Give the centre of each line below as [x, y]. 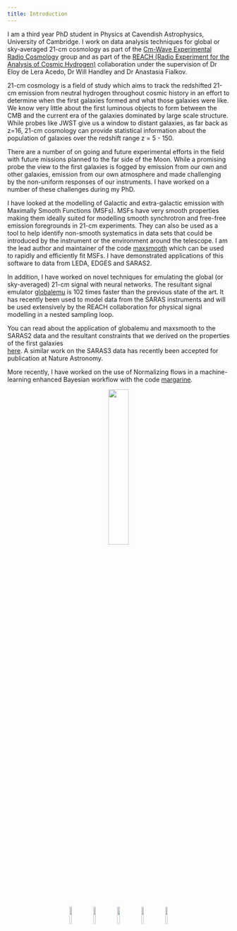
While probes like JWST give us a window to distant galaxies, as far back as [117, 123]
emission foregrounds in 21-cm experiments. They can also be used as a [113, 225]
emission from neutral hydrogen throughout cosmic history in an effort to [124, 93]
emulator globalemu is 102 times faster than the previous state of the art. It [116, 291]
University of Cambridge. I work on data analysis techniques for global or [114, 41]
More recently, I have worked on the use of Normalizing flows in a [103, 371]
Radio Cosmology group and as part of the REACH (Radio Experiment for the [119, 57]
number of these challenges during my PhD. [71, 189]
